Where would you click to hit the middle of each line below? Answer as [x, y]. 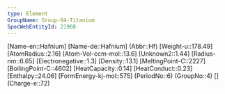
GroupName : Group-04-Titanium [51, 20]
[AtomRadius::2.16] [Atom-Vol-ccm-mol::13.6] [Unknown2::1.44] [99, 54]
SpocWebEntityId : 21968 [42, 26]
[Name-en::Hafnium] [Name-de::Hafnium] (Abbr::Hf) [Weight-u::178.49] [110, 47]
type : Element [28, 14]
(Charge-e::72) [29, 84]
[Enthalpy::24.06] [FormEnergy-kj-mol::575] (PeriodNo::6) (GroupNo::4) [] [113, 76]
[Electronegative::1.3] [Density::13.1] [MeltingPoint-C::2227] [121, 61]
